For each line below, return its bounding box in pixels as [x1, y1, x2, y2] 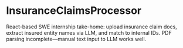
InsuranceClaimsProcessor [6, 4, 142, 17]
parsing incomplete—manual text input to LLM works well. [6, 35, 147, 42]
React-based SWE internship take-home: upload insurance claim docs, [6, 23, 177, 30]
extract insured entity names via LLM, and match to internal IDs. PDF [6, 29, 172, 36]
